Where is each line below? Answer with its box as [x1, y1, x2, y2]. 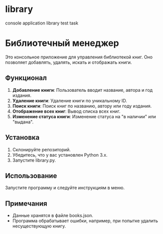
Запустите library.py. [12, 157, 56, 163]
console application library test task [5, 20, 79, 26]
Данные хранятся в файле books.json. [12, 213, 94, 219]
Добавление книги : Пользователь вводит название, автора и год [12, 87, 153, 93]
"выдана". [12, 119, 34, 125]
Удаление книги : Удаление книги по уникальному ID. [12, 97, 127, 103]
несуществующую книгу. [12, 223, 66, 229]
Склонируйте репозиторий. [12, 146, 71, 153]
